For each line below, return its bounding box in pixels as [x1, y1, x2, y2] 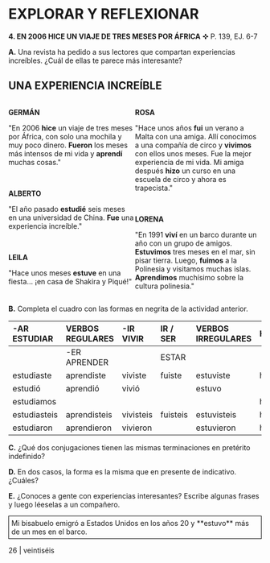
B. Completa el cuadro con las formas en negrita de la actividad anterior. [8, 304, 249, 313]
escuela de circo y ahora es [135, 174, 227, 184]
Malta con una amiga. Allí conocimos [135, 131, 257, 141]
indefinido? [8, 451, 46, 461]
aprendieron [65, 422, 112, 433]
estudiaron [12, 422, 53, 433]
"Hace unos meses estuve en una [8, 267, 121, 278]
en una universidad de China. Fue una [8, 213, 134, 222]
